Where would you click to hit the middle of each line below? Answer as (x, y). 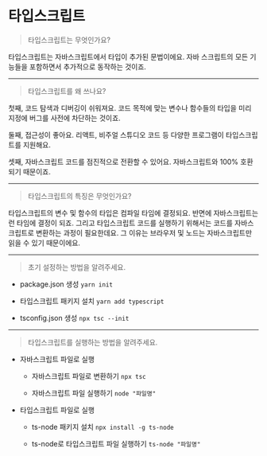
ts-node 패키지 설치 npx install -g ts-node (103, 427)
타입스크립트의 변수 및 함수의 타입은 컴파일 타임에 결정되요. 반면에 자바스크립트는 (133, 212)
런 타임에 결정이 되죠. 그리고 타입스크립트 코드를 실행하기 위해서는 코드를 (120, 223)
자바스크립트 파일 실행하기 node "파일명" (94, 393)
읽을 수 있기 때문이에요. (44, 243)
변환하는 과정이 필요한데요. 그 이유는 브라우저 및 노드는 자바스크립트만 (144, 232)
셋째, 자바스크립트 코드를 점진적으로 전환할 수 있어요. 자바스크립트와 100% (124, 162)
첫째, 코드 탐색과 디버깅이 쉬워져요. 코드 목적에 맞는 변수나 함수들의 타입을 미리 (130, 107)
